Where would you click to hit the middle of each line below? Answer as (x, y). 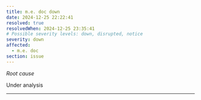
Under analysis (25, 85)
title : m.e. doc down (33, 12)
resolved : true (25, 23)
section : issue (25, 56)
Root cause (20, 73)
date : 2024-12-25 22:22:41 (40, 17)
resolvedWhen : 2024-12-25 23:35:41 (51, 28)
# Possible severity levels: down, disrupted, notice (75, 34)
